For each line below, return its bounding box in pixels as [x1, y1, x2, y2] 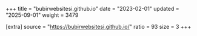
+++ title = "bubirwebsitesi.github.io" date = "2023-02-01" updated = [5, 5, 179, 12]
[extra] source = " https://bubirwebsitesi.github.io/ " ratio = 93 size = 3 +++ [5, 23, 192, 30]
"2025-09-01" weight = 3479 [5, 11, 79, 19]
